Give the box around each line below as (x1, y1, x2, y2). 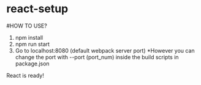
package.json (15, 60, 50, 67)
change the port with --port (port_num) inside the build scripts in (15, 53, 179, 61)
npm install (15, 34, 44, 41)
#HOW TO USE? (6, 22, 47, 29)
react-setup (6, 2, 69, 16)
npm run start (15, 40, 50, 48)
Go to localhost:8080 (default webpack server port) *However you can (15, 46, 195, 54)
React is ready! (6, 72, 44, 79)
